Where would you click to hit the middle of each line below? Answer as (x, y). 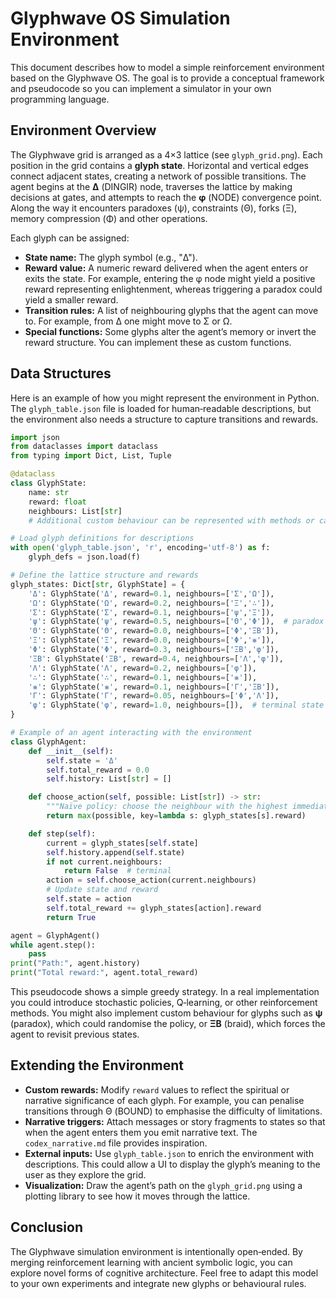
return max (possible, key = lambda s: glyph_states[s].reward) (176, 816)
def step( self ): (62, 833)
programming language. (60, 99)
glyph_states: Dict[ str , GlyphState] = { (98, 584)
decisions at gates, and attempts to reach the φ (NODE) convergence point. (166, 197)
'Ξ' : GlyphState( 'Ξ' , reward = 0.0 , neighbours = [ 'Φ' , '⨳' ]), (151, 640)
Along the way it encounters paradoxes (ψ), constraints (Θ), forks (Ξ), (154, 208)
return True (71, 917)
